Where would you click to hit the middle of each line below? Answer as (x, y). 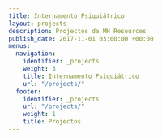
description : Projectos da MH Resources (78, 31)
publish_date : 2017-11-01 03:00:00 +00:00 (81, 39)
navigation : (36, 54)
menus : (19, 46)
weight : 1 (40, 114)
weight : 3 (40, 69)
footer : (29, 91)
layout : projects (38, 24)
